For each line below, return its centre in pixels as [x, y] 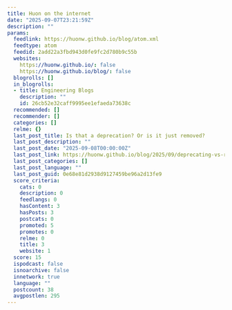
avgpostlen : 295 [37, 296]
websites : [27, 59]
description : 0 [41, 193]
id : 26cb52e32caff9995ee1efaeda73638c [75, 104]
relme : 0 [32, 238]
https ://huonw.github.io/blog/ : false [75, 71]
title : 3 [32, 245]
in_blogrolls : [33, 84]
